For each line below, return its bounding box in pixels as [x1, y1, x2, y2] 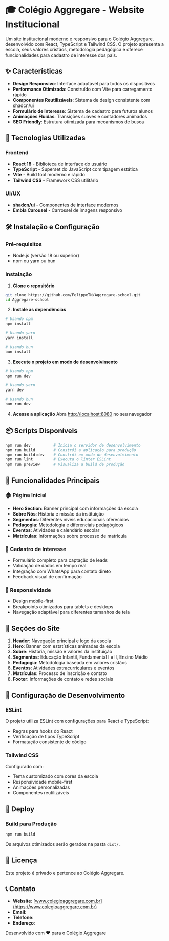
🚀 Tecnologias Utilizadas [5, 134, 86, 143]
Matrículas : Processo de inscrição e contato [12, 670, 107, 677]
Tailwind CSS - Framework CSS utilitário [12, 177, 99, 183]
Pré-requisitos [5, 241, 42, 248]
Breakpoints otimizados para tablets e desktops [12, 603, 114, 610]
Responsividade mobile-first [12, 779, 73, 785]
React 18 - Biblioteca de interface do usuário [12, 161, 108, 167]
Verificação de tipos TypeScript [12, 733, 80, 739]
